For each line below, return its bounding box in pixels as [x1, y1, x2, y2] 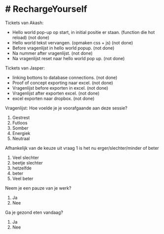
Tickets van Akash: [5, 20, 44, 26]
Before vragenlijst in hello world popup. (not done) [12, 45, 115, 51]
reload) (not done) [12, 34, 50, 40]
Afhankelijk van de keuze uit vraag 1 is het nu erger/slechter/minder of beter [5, 145, 159, 151]
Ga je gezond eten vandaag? [5, 209, 63, 215]
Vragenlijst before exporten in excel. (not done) [12, 85, 108, 91]
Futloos [12, 120, 28, 126]
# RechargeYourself [5, 3, 88, 15]
